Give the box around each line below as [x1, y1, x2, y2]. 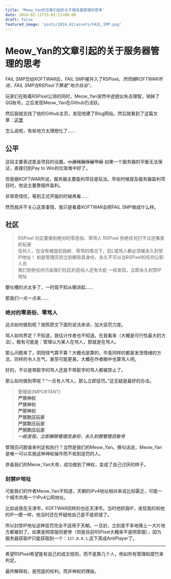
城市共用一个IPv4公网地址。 [9, 494, 69, 501]
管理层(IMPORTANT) [17, 389, 61, 395]
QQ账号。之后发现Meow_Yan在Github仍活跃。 [5, 100, 103, 106]
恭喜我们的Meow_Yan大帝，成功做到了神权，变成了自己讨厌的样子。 [5, 461, 149, 468]
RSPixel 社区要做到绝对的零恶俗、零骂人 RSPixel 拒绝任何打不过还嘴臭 [17, 235, 165, 241]
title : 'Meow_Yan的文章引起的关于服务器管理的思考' [5, 7, 105, 13]
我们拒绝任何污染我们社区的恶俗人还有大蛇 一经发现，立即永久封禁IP [17, 267, 162, 273]
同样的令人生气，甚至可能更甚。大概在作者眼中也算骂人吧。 [14, 356, 139, 362]
